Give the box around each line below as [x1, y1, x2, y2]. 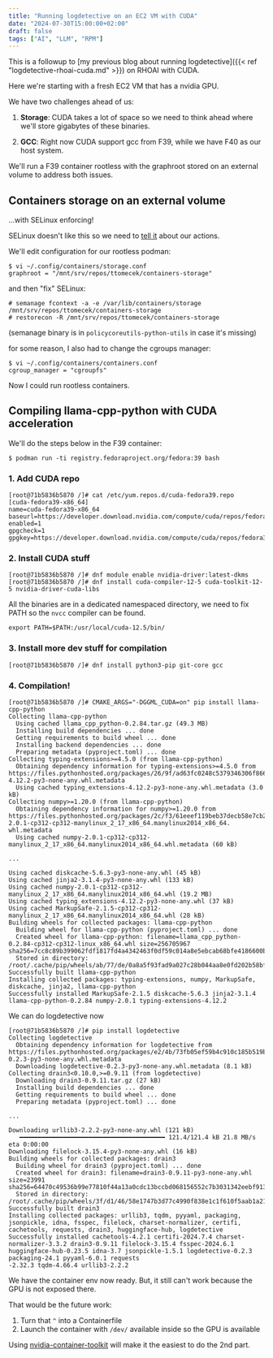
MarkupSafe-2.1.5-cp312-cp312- [55, 905, 162, 913]
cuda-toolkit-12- [204, 578, 264, 586]
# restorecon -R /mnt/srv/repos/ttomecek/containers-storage [8, 314, 220, 322]
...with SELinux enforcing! [8, 215, 94, 225]
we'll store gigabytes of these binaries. [19, 121, 150, 131]
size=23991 [8, 1176, 45, 1184]
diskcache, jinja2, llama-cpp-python [8, 983, 136, 991]
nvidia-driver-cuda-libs [15, 586, 100, 594]
